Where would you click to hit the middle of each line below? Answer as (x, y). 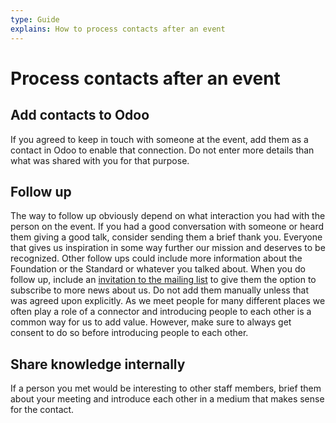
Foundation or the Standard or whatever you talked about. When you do (158, 269)
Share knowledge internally (98, 364)
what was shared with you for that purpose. (100, 160)
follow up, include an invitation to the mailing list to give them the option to (163, 280)
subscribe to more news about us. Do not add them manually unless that (159, 290)
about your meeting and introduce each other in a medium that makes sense (167, 399)
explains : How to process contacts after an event (118, 29)
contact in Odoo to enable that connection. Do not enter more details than (162, 150)
